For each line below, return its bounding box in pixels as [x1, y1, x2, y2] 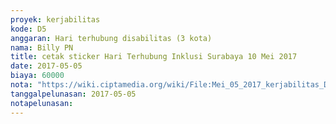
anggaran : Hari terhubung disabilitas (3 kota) [10, 33, 213, 43]
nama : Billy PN [10, 42, 74, 53]
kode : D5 [10, 24, 47, 34]
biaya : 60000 [10, 71, 65, 81]
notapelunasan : [10, 98, 74, 108]
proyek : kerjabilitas [10, 14, 101, 25]
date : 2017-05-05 [10, 61, 83, 71]
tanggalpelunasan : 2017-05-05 [10, 89, 137, 99]
